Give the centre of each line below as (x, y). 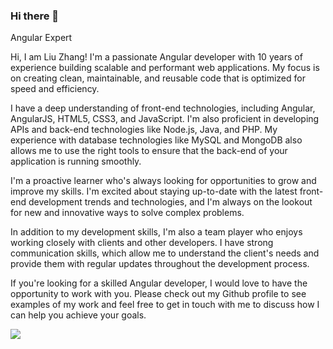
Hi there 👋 (35, 16)
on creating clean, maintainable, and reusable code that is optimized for (158, 78)
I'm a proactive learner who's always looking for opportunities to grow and (163, 181)
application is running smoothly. (76, 161)
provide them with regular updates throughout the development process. (160, 264)
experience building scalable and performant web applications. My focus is (165, 68)
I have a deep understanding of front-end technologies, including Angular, (163, 108)
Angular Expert (41, 38)
